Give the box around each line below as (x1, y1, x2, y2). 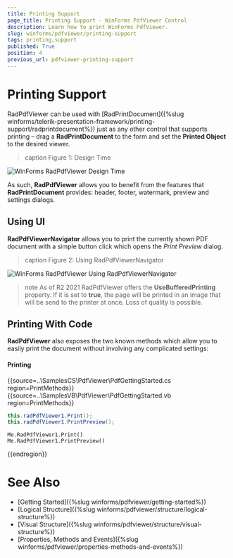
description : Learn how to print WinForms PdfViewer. (7, 23, 169, 30)
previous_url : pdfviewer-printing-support (7, 56, 134, 63)
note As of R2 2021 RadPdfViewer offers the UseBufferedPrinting (24, 283, 216, 291)
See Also (7, 474, 61, 490)
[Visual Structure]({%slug (17, 520, 92, 528)
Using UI (7, 216, 46, 228)
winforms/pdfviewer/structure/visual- (93, 520, 202, 528)
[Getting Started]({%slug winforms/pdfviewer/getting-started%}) (17, 497, 206, 507)
